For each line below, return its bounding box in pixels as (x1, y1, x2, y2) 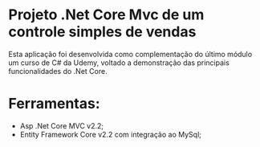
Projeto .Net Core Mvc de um (8, 6, 205, 24)
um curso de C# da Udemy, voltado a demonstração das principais (8, 58, 230, 67)
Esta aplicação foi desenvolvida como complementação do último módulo (8, 49, 253, 59)
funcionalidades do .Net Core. (8, 66, 108, 76)
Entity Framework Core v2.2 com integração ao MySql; (19, 129, 202, 139)
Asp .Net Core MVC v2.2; (19, 120, 104, 130)
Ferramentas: (8, 95, 100, 113)
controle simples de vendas (8, 22, 197, 41)
